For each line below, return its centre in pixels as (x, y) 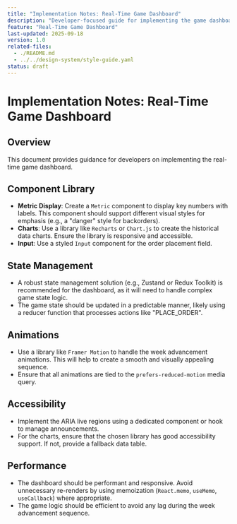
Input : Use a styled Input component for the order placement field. (115, 244)
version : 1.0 (26, 40)
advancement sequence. (54, 513)
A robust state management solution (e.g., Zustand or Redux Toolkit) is (120, 282)
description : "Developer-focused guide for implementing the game (107, 20)
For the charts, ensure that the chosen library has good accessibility (117, 436)
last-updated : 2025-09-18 (45, 34)
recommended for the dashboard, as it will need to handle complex (115, 290)
